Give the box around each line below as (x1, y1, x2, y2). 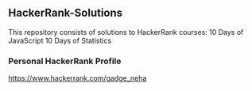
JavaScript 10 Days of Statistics (8, 36, 112, 45)
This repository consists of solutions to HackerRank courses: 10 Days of (8, 27, 244, 36)
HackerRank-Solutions (8, 6, 123, 20)
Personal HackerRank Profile (8, 55, 122, 66)
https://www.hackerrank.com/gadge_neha (8, 74, 147, 83)
